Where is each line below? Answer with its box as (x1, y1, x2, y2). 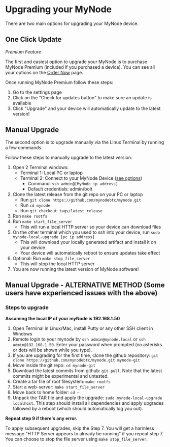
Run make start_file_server (12, 218, 73, 225)
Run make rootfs (12, 213, 48, 219)
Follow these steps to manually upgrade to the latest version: (5, 154, 133, 160)
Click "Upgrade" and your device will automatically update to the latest (12, 105, 161, 111)
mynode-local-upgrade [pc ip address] (12, 234, 95, 240)
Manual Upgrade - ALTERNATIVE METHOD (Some (5, 281, 165, 289)
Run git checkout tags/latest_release (20, 207, 103, 213)
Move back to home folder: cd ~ (12, 389, 80, 396)
